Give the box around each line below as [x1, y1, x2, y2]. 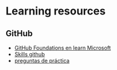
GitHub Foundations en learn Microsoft [14, 44, 111, 51]
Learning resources [5, 4, 106, 18]
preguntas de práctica [14, 57, 70, 64]
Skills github [14, 51, 45, 58]
